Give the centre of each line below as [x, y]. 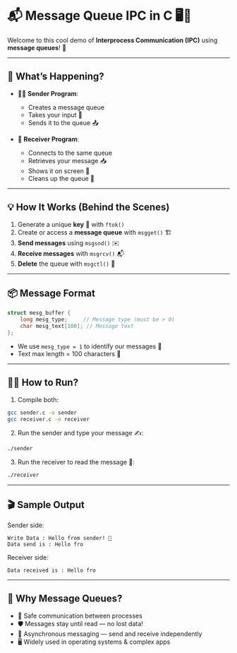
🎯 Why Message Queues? [65, 599]
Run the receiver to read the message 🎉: [76, 462]
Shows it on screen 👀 [59, 171]
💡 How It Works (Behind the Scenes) [89, 207]
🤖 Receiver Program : [48, 139]
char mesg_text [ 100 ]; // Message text [77, 326]
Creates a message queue [66, 107]
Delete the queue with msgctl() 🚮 [66, 264]
